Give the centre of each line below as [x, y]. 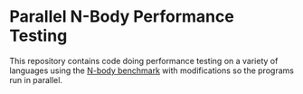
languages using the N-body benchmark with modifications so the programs [151, 70]
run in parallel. [36, 80]
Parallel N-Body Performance [122, 17]
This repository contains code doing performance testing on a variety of [144, 61]
